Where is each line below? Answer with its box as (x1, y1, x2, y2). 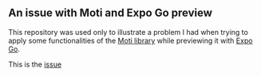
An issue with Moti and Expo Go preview (8, 6, 213, 20)
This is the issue (8, 59, 62, 69)
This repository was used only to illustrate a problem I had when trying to (8, 27, 249, 36)
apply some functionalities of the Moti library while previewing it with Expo (8, 36, 253, 45)
